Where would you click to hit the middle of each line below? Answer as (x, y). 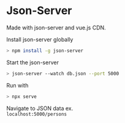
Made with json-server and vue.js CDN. (56, 28)
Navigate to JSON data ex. (40, 108)
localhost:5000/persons (37, 114)
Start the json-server (33, 62)
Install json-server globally (40, 39)
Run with (17, 85)
